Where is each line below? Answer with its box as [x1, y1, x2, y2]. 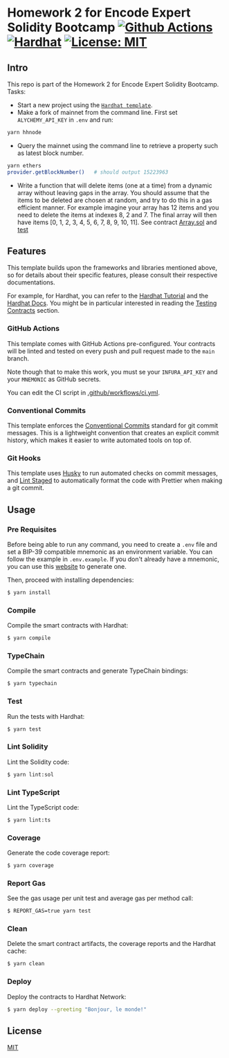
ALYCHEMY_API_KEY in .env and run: [17, 116, 113, 124]
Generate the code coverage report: [7, 849, 110, 857]
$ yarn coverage [7, 862, 54, 869]
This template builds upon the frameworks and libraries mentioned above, [7, 264, 218, 272]
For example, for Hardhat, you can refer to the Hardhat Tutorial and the [7, 292, 209, 300]
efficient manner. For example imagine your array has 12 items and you [17, 203, 219, 212]
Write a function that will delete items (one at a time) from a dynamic [17, 181, 212, 190]
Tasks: [7, 88, 26, 95]
